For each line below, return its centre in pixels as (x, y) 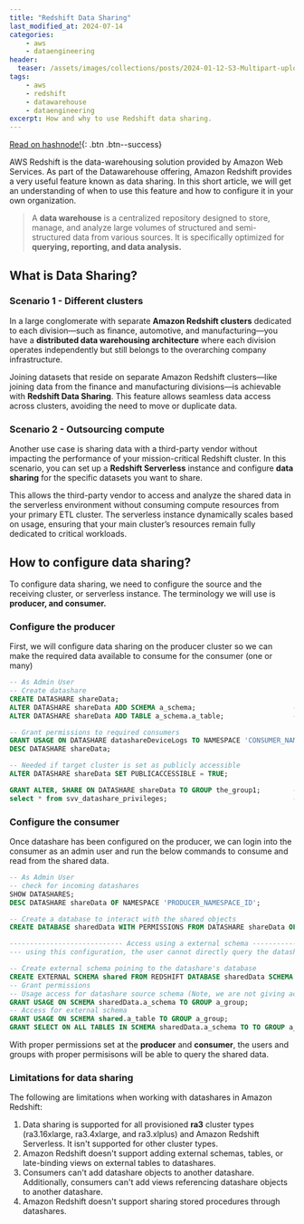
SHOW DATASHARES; (42, 894)
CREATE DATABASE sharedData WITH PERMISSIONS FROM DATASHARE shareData (147, 928)
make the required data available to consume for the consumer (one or (141, 656)
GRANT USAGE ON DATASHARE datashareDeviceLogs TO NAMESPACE (125, 741)
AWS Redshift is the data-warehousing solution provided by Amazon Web (146, 162)
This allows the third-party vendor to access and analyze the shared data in (150, 495)
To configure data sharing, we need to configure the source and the (136, 584)
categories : (32, 34)
